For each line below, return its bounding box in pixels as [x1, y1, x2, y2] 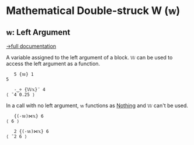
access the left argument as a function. [6, 60, 101, 67]
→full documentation [6, 43, 57, 49]
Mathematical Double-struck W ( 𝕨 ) [6, 4, 181, 17]
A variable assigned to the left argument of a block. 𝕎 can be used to [6, 54, 173, 61]
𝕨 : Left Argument [6, 27, 71, 37]
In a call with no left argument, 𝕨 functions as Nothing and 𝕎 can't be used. [6, 102, 189, 109]
